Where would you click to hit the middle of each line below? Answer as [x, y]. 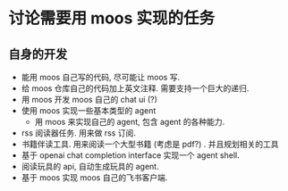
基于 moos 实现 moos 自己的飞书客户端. [94, 178]
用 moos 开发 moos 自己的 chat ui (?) [89, 100]
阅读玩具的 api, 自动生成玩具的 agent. [90, 166]
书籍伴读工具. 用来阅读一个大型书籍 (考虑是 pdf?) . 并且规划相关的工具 [150, 144]
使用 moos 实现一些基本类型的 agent [89, 111]
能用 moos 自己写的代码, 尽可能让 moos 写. [101, 77]
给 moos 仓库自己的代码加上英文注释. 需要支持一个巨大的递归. [135, 88]
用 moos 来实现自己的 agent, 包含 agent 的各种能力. [130, 122]
